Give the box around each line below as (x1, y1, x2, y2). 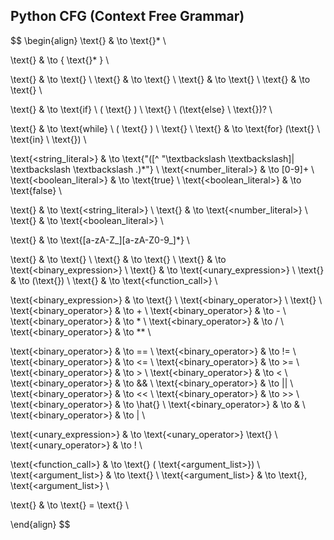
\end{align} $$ (10, 518, 71, 530)
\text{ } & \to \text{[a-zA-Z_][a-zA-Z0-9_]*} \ (10, 234, 190, 246)
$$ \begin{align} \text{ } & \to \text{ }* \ (10, 34, 167, 46)
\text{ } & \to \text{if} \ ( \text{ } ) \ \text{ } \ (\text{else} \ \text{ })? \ (10, 103, 273, 115)
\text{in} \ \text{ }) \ (10, 133, 87, 145)
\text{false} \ (10, 184, 63, 196)
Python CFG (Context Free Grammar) (10, 8, 245, 25)
